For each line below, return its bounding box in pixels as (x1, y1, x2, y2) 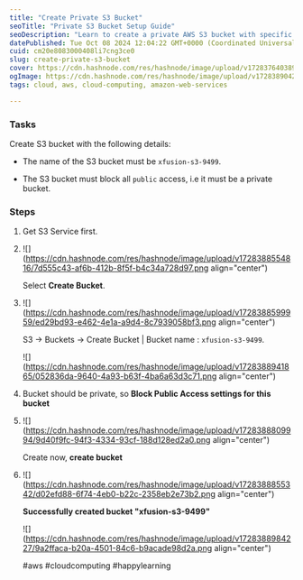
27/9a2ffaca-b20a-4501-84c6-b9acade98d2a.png (22, 543, 213, 554)
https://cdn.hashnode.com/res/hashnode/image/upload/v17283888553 (25, 479, 291, 490)
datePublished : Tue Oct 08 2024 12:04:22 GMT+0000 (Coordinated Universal (9, 38, 297, 48)
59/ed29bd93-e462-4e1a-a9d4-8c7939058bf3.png (22, 317, 216, 327)
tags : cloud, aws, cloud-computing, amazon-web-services (9, 80, 228, 89)
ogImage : (9, 72, 42, 81)
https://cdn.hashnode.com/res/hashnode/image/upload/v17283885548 (25, 253, 291, 264)
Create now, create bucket (22, 452, 124, 463)
